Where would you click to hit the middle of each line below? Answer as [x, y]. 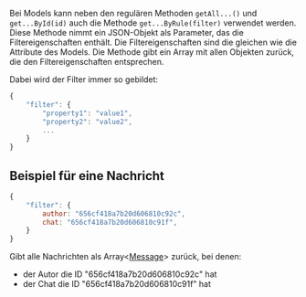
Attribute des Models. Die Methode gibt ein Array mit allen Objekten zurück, [152, 52]
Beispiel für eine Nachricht [87, 176]
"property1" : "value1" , [87, 113]
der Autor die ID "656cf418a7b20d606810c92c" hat [120, 274]
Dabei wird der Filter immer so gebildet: [84, 80]
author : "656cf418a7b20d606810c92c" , [114, 214]
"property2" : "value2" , [87, 122]
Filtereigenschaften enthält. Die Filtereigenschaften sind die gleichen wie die [153, 42]
